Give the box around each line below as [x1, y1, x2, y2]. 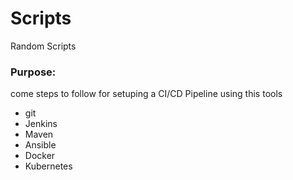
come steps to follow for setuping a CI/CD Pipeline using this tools [10, 88, 283, 100]
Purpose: [10, 65, 57, 79]
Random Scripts [10, 40, 77, 52]
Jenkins [24, 118, 58, 130]
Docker [24, 150, 56, 162]
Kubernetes [24, 160, 73, 172]
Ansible [24, 139, 57, 151]
